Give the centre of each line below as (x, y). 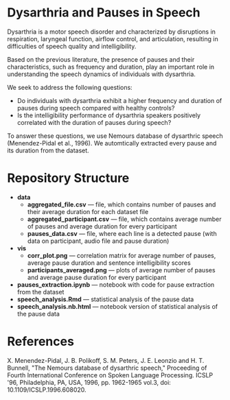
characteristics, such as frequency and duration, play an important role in (111, 67)
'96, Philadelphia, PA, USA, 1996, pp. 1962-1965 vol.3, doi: (89, 382)
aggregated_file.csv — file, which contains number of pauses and (122, 204)
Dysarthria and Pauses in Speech (104, 13)
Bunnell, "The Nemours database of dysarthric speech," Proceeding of (107, 368)
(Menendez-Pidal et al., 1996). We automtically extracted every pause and (112, 143)
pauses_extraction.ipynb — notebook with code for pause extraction (116, 284)
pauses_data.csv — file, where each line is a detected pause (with (122, 233)
